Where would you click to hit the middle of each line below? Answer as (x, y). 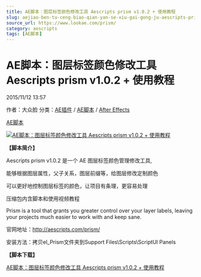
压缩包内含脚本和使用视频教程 (43, 199)
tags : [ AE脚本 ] (24, 34)
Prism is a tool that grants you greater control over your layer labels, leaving (99, 211)
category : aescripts (32, 28)
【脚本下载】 (22, 255)
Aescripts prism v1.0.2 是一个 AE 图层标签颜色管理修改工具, (79, 161)
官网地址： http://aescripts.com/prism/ (53, 229)
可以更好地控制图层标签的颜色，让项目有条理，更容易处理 (77, 186)
